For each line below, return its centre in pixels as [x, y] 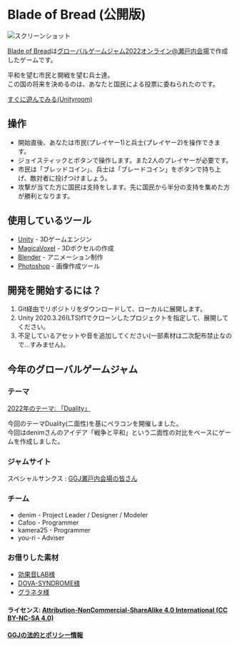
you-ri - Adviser [41, 538]
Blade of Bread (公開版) [77, 15]
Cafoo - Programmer [48, 523]
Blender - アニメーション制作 [60, 257]
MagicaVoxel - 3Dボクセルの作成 [66, 248]
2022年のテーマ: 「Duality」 [49, 408]
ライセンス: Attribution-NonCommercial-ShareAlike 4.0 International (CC [118, 610]
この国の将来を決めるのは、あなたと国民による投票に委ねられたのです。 [113, 84]
